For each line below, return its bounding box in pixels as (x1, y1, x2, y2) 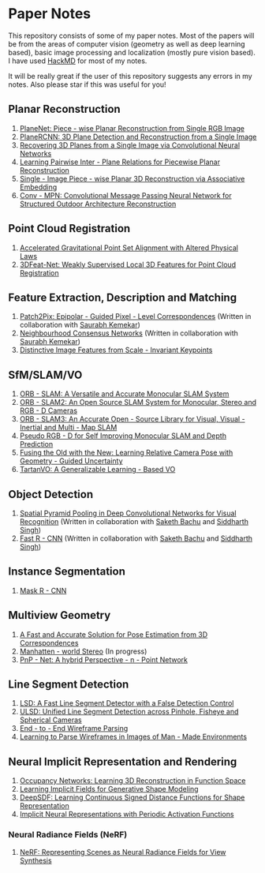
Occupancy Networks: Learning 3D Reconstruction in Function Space (19, 776, 246, 785)
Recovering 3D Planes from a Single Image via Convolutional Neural (19, 140, 241, 150)
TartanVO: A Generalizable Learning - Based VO (19, 465, 176, 474)
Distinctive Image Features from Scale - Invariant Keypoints (19, 345, 213, 355)
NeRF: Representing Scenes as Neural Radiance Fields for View (19, 847, 226, 856)
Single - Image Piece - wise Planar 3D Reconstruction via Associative (19, 174, 245, 183)
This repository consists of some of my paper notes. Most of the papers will (8, 31, 255, 40)
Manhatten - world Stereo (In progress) (19, 646, 147, 656)
